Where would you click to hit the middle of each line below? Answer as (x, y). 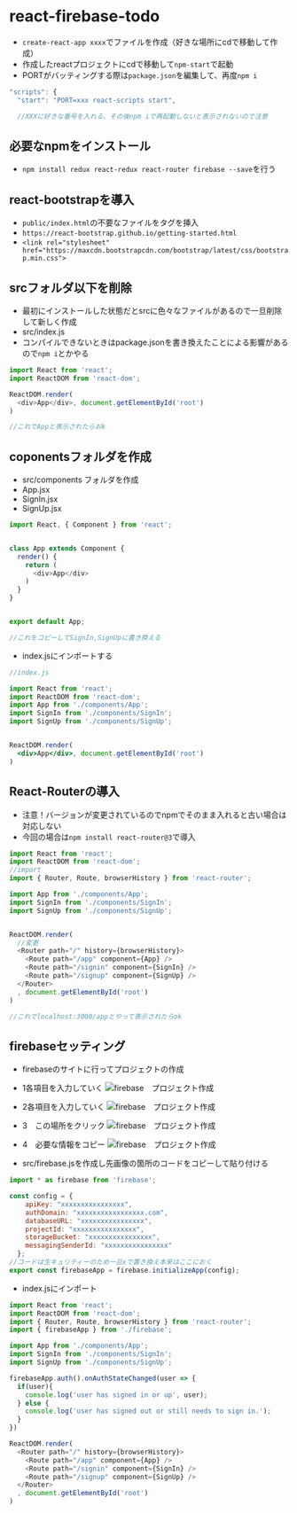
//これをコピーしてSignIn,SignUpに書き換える (85, 637)
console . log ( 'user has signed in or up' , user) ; (117, 1395)
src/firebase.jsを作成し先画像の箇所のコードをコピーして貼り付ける (145, 1164)
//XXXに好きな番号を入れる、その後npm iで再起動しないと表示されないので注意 (143, 116)
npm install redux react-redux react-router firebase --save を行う (149, 169)
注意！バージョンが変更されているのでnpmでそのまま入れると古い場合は (154, 815)
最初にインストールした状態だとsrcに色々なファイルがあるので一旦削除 (152, 311)
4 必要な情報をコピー (63, 1144)
